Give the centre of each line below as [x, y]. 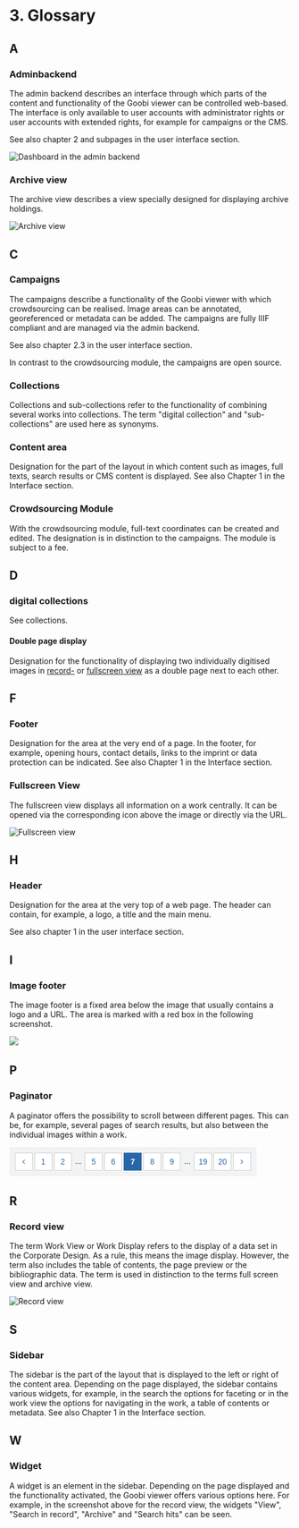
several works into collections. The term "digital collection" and [126, 415]
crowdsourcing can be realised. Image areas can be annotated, [125, 309]
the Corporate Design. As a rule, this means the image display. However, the [149, 1256]
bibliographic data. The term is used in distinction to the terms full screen [144, 1275]
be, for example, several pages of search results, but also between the [139, 1125]
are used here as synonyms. [107, 424]
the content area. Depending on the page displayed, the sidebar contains [144, 1384]
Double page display [48, 641]
